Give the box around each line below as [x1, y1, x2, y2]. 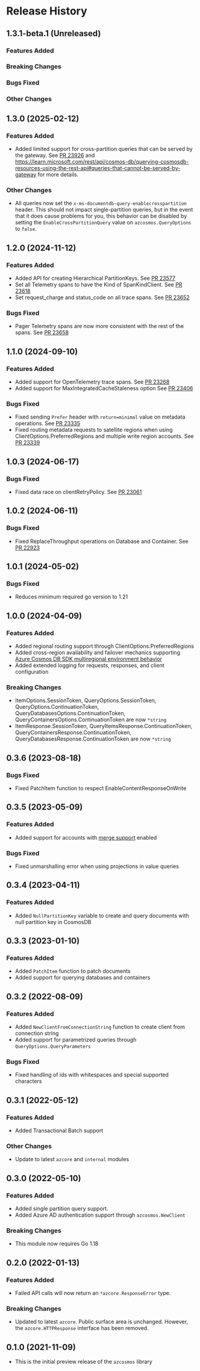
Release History [6, 4, 87, 18]
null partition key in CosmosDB [14, 918, 92, 925]
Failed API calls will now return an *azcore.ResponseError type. [14, 1289, 171, 1296]
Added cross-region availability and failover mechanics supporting [14, 648, 181, 656]
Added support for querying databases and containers [14, 974, 151, 981]
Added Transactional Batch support [14, 1127, 104, 1134]
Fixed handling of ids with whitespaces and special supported [14, 1071, 169, 1078]
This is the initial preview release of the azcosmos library [14, 1358, 152, 1366]
